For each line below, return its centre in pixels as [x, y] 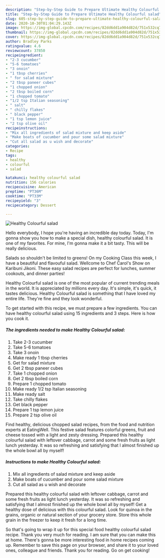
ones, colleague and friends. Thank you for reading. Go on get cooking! [78, 550]
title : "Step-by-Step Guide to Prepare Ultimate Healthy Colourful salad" [83, 14]
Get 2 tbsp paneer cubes [38, 368]
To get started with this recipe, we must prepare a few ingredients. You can [81, 308]
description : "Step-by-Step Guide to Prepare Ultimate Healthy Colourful [82, 10]
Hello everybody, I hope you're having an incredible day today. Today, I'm [80, 233]
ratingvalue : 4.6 [23, 46]
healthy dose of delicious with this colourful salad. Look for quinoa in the [79, 509]
